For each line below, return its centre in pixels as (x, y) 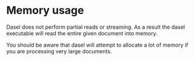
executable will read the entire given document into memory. (82, 33)
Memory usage (45, 10)
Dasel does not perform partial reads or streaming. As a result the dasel (96, 27)
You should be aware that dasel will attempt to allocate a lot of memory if (97, 45)
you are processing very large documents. (59, 51)
